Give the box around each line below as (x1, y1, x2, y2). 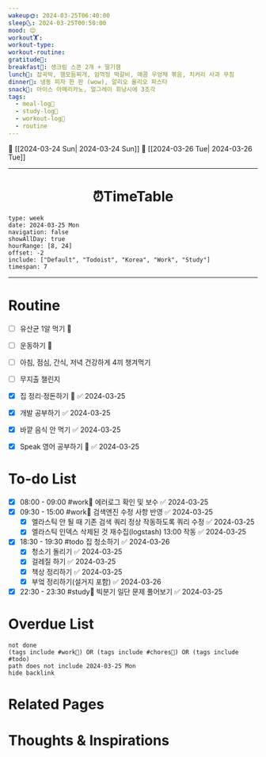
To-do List (8, 470, 77, 488)
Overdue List (8, 615, 95, 633)
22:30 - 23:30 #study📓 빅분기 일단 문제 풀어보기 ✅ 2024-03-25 (19, 587, 223, 596)
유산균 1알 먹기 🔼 (19, 323, 72, 333)
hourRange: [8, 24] (8, 242, 73, 250)
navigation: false (8, 227, 69, 236)
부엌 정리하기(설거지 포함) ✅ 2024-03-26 (31, 576, 161, 587)
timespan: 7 (8, 262, 47, 270)
